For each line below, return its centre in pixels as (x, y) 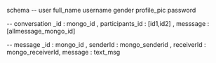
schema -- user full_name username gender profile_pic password (101, 10)
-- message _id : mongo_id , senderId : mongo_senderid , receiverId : (106, 44)
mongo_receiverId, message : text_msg (63, 52)
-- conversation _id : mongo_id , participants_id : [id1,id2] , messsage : (108, 23)
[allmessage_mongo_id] (41, 31)
